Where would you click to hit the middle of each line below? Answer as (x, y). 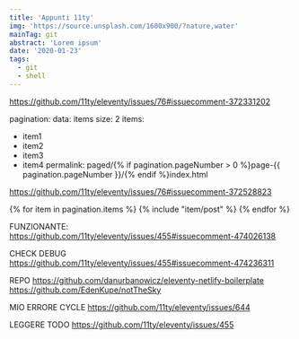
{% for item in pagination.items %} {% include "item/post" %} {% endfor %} (149, 209)
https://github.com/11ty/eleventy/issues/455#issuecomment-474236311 (142, 263)
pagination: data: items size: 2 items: (77, 118)
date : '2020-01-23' (46, 51)
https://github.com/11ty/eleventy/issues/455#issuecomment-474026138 (143, 236)
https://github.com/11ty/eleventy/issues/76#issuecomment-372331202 (140, 101)
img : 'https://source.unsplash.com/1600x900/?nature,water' (124, 26)
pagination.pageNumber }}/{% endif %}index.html (115, 174)
